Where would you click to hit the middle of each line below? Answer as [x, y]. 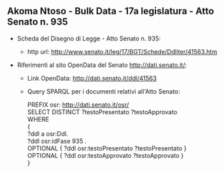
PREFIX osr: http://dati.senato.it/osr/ [78, 105]
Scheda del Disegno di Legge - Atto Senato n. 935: [89, 38]
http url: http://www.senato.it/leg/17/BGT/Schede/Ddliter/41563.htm [122, 51]
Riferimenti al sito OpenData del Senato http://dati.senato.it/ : [102, 65]
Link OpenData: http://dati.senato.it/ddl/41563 [92, 78]
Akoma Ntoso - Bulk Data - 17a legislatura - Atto [111, 11]
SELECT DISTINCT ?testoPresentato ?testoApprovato [102, 111]
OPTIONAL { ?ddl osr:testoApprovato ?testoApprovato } [105, 155]
